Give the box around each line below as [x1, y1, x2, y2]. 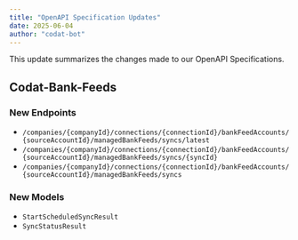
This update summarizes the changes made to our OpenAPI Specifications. [9, 54, 285, 65]
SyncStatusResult [21, 222, 87, 231]
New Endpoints [9, 106, 77, 118]
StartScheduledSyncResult [21, 212, 118, 222]
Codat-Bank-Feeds [9, 79, 117, 94]
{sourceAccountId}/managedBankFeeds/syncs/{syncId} [21, 153, 218, 163]
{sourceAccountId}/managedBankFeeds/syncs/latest [21, 136, 211, 145]
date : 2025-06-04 [9, 21, 74, 30]
